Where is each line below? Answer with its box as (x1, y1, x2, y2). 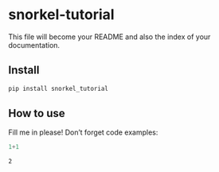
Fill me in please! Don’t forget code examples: (8, 127, 158, 137)
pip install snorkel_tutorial (8, 84, 109, 92)
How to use (8, 107, 65, 120)
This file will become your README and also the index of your (8, 32, 211, 41)
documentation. (8, 40, 61, 49)
